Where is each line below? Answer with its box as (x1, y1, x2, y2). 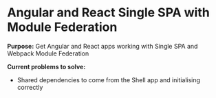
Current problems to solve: (7, 62, 86, 71)
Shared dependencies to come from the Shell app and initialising (17, 75, 201, 84)
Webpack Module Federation (7, 49, 89, 58)
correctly (17, 83, 43, 91)
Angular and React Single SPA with (7, 5, 210, 21)
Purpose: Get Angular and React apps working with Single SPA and (7, 42, 198, 50)
